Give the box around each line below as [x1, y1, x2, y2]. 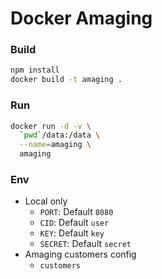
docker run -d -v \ [10, 121, 92, 131]
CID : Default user [39, 217, 110, 229]
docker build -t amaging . [10, 75, 123, 85]
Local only [24, 195, 68, 207]
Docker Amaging [10, 7, 153, 30]
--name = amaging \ [19, 140, 92, 150]
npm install [10, 65, 60, 76]
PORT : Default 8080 [39, 206, 114, 218]
